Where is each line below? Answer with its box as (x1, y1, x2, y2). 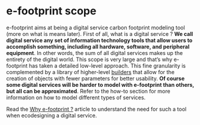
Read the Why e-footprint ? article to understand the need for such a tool (6, 105, 187, 112)
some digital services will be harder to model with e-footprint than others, (6, 81, 195, 88)
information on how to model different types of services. (6, 94, 146, 101)
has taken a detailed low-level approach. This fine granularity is (29, 62, 186, 69)
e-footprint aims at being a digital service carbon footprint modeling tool (6, 24, 185, 31)
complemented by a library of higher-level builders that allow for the (6, 68, 175, 75)
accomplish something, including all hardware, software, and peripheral (6, 43, 190, 50)
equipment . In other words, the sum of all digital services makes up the (6, 49, 183, 56)
